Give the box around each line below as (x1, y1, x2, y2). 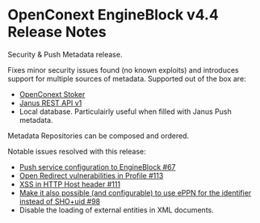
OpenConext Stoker (19, 89, 86, 99)
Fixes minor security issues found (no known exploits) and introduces (7, 65, 239, 74)
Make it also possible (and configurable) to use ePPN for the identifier (19, 187, 252, 197)
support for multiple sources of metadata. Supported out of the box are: (7, 74, 247, 83)
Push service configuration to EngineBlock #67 (19, 162, 176, 171)
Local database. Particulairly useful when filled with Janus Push (19, 107, 232, 116)
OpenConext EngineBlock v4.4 (7, 6, 219, 24)
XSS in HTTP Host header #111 (19, 179, 121, 189)
